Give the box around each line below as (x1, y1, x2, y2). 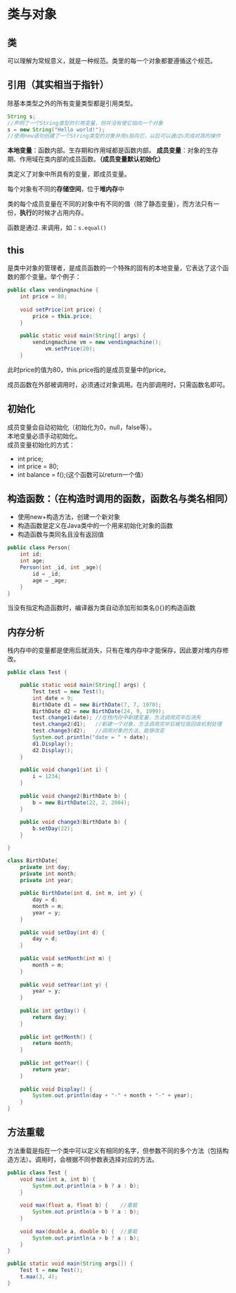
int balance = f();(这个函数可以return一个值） (17, 470, 147, 478)
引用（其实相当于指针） (7, 79, 109, 91)
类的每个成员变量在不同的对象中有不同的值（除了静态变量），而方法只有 (7, 199, 214, 208)
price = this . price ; (32, 313, 93, 320)
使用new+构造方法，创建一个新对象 (17, 513, 121, 521)
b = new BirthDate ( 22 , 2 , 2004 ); (32, 799, 131, 806)
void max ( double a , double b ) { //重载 (20, 1228, 138, 1235)
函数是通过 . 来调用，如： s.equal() (7, 223, 107, 232)
